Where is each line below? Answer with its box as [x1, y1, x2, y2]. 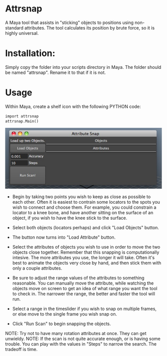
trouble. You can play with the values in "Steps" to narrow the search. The [5, 341, 157, 347]
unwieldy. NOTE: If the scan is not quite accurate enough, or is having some [5, 336, 161, 342]
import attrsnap [5, 113, 39, 119]
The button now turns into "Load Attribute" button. [12, 234, 116, 240]
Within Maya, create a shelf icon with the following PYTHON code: [5, 103, 141, 109]
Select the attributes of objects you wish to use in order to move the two [12, 244, 161, 250]
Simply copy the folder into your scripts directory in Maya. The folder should [5, 64, 162, 70]
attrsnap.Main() [5, 118, 39, 124]
